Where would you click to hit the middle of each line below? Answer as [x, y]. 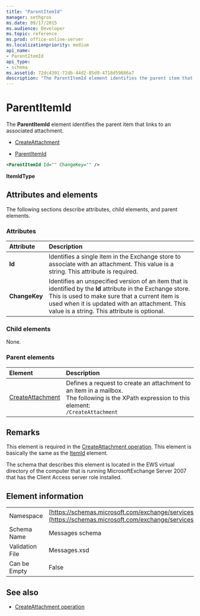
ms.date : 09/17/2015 [32, 23]
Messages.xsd [69, 550]
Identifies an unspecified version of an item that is [118, 281]
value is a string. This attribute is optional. [107, 311]
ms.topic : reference [32, 34]
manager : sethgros [29, 17]
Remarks [23, 432]
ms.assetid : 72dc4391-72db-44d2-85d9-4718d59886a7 [70, 73]
